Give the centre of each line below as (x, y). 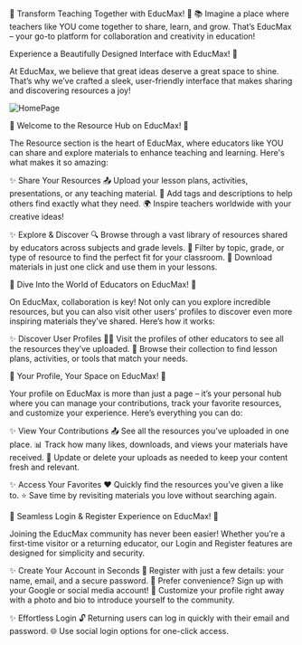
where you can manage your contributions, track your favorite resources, (146, 403)
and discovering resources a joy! (70, 90)
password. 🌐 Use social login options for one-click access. (119, 631)
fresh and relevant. (44, 467)
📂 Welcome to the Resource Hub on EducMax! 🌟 (99, 125)
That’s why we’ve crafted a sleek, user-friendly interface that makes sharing (151, 81)
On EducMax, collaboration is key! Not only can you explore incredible (140, 302)
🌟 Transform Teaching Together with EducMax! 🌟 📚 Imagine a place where (149, 14)
